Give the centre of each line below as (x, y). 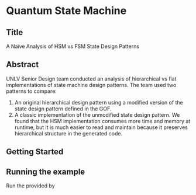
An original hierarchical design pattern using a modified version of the (99, 102)
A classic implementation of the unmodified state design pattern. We (97, 114)
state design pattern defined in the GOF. (63, 109)
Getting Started (35, 152)
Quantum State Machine (66, 11)
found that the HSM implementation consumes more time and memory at (102, 121)
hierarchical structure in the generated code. (68, 133)
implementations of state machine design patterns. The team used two (91, 85)
